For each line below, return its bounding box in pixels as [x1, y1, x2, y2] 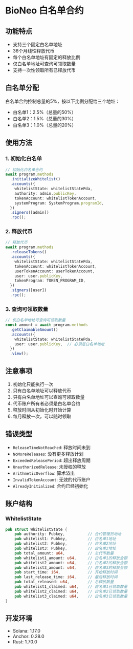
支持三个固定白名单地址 [12, 42, 62, 47]
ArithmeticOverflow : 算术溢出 [12, 470, 75, 476]
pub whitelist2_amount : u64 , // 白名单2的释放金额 [14, 560, 128, 565]
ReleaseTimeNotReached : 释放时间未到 [12, 444, 91, 450]
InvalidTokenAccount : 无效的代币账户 [12, 476, 91, 483]
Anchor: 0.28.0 [12, 633, 45, 640]
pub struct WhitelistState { [5, 527, 68, 532]
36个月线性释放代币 [12, 48, 55, 54]
